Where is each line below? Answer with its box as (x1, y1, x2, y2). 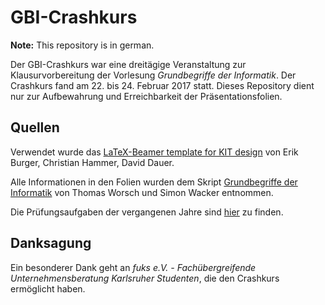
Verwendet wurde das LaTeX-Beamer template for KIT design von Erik (10, 146, 299, 158)
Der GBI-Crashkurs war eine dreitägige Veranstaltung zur (10, 58, 247, 70)
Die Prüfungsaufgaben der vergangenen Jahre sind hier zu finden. (10, 206, 284, 218)
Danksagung (10, 235, 92, 252)
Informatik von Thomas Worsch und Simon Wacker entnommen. (10, 186, 274, 198)
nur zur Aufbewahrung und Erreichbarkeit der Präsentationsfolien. (10, 90, 283, 102)
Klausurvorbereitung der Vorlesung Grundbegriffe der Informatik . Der (10, 69, 297, 81)
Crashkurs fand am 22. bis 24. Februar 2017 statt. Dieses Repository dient (10, 79, 315, 91)
